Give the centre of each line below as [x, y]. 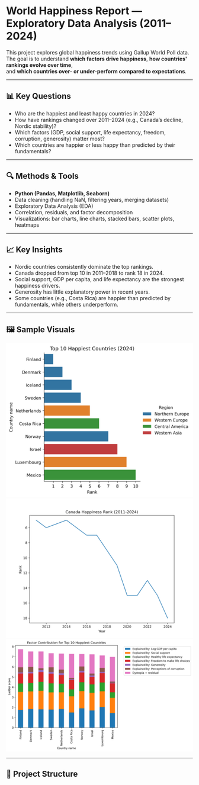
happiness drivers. [37, 286]
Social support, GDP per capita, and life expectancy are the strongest [99, 279]
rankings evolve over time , [39, 65]
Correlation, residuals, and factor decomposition [74, 212]
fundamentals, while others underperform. [66, 305]
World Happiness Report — [74, 11]
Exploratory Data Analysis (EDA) [54, 206]
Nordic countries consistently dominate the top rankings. [84, 267]
